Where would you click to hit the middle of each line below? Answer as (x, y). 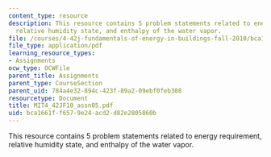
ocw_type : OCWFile (39, 68)
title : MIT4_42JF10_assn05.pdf (61, 105)
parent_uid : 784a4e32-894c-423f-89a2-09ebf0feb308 (95, 91)
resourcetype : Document (48, 98)
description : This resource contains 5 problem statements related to (129, 23)
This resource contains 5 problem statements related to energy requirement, (135, 136)
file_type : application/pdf (56, 46)
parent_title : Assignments (54, 76)
